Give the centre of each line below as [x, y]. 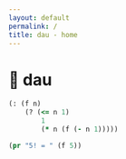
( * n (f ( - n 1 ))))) [80, 129]
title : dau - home [43, 35]
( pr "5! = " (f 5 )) [45, 145]
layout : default [39, 18]
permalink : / [33, 26]
